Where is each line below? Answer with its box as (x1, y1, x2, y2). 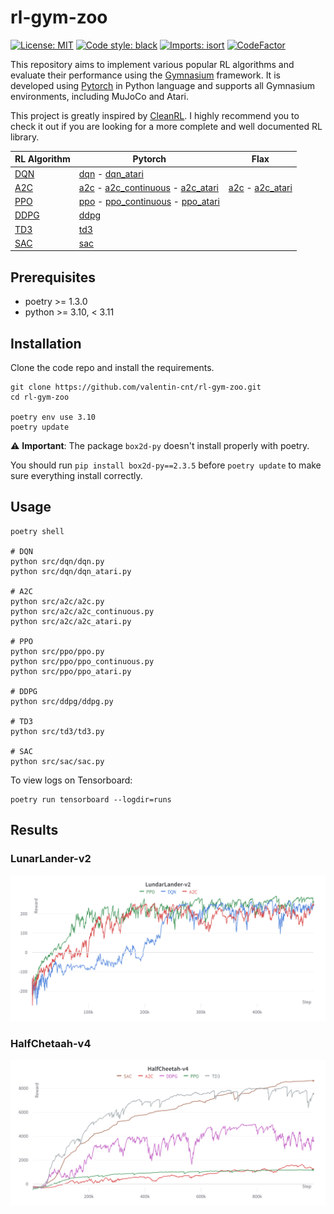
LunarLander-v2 (10, 852, 92, 866)
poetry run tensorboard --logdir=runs (10, 794, 172, 805)
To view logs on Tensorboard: (10, 774, 133, 786)
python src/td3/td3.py (10, 726, 105, 736)
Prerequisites (10, 269, 96, 286)
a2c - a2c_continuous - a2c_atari (78, 181, 219, 193)
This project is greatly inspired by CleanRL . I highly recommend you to (10, 109, 300, 121)
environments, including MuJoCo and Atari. (10, 90, 190, 102)
